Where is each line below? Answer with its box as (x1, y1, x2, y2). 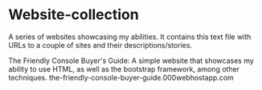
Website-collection (8, 6, 139, 24)
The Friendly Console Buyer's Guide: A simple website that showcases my (8, 56, 255, 65)
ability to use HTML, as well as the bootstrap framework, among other (8, 64, 239, 73)
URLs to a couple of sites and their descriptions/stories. (8, 40, 193, 49)
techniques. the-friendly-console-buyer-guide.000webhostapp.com (8, 72, 235, 82)
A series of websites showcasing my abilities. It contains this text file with (8, 32, 252, 41)
